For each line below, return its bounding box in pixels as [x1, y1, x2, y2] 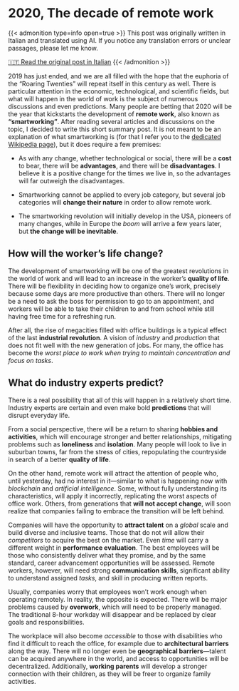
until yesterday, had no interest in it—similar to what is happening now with [8, 476, 228, 485]
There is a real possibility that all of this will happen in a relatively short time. [8, 396, 232, 404]
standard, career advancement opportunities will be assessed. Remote [8, 558, 216, 567]
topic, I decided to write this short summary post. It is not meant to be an [8, 125, 221, 133]
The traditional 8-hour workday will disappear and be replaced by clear [8, 610, 216, 618]
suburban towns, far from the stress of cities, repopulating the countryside [8, 447, 227, 456]
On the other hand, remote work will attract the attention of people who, [8, 469, 219, 477]
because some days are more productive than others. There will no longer [8, 289, 225, 297]
